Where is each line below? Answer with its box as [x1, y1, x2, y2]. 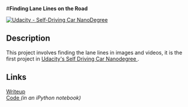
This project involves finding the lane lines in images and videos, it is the [6, 49, 183, 56]
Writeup [6, 88, 25, 95]
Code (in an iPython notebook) [6, 94, 82, 101]
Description [6, 34, 50, 44]
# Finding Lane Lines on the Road [6, 5, 88, 12]
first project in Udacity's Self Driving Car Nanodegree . [6, 55, 140, 62]
